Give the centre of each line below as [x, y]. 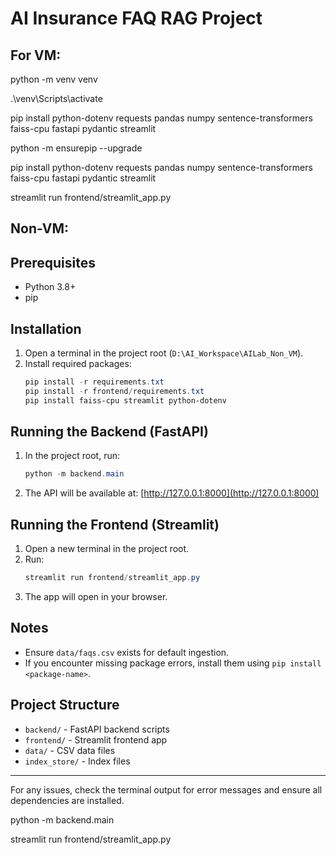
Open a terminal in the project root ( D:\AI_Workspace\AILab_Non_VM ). [164, 353]
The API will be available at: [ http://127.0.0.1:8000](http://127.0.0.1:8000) [172, 493]
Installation [46, 328]
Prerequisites [53, 262]
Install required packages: [78, 364]
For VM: [36, 55]
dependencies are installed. [67, 800]
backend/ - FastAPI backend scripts [97, 729]
